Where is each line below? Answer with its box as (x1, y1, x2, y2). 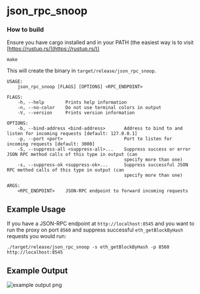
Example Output (7, 265, 68, 276)
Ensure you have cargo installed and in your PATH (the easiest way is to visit (7, 39, 194, 46)
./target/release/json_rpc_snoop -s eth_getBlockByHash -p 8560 (7, 244, 170, 251)
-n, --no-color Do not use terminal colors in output (17, 105, 162, 111)
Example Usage (7, 204, 66, 214)
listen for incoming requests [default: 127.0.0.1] (7, 131, 137, 137)
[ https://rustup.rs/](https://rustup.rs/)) (7, 45, 100, 52)
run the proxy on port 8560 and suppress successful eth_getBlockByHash (7, 226, 183, 233)
